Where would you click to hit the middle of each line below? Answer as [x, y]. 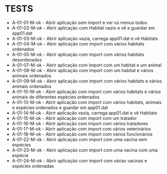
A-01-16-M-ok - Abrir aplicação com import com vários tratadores [80, 123]
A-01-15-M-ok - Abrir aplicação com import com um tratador [74, 118]
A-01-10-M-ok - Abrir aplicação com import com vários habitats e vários [86, 91]
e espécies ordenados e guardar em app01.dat [60, 107]
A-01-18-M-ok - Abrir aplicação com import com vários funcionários [82, 134]
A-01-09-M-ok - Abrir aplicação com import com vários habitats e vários [87, 81]
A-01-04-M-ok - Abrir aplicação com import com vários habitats [78, 43]
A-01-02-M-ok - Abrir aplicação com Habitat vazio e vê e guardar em [83, 27]
